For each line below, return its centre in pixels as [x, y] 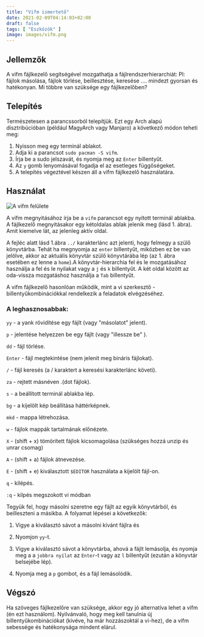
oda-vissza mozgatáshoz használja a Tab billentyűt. [71, 275]
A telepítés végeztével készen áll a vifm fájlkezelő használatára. [95, 172]
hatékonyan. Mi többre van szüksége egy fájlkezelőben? [77, 87]
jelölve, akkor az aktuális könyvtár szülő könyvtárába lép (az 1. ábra [91, 256]
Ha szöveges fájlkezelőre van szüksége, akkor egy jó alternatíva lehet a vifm [102, 607]
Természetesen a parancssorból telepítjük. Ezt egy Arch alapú [84, 121]
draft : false [23, 23]
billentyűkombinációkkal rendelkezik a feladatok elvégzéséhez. [85, 293]
